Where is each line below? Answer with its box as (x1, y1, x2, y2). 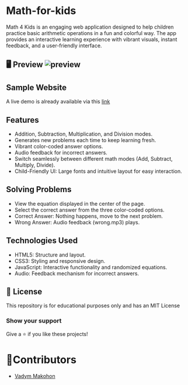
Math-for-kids (6, 4, 76, 18)
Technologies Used (6, 235, 78, 246)
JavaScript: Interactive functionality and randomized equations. (14, 263, 168, 270)
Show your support (6, 317, 62, 325)
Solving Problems (6, 185, 72, 195)
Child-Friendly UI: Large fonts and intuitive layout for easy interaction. (14, 168, 182, 175)
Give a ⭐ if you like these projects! (6, 330, 89, 337)
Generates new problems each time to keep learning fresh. (14, 136, 156, 144)
